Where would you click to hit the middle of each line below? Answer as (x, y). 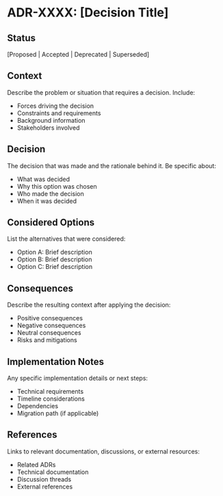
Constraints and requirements (59, 113)
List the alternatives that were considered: (66, 239)
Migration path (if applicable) (58, 414)
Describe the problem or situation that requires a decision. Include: (101, 92)
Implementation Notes (56, 362)
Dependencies (38, 406)
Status (22, 38)
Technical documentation (53, 472)
